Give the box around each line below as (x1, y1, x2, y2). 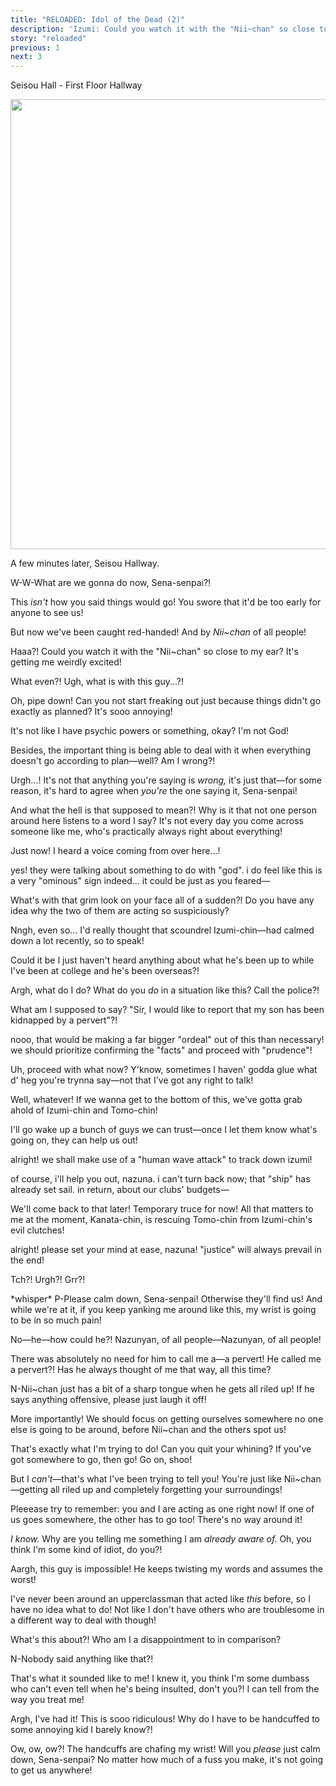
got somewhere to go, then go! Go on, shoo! (10, 1454, 193, 1466)
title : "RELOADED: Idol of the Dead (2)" (10, 14, 186, 25)
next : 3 (10, 52, 43, 62)
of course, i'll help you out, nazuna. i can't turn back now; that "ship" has (10, 1173, 311, 1185)
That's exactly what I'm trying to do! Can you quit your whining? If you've (10, 1443, 312, 1455)
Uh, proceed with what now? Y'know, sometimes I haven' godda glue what (10, 1064, 318, 1076)
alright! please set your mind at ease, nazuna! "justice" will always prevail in (10, 1244, 322, 1256)
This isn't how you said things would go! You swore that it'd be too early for (10, 596, 322, 608)
